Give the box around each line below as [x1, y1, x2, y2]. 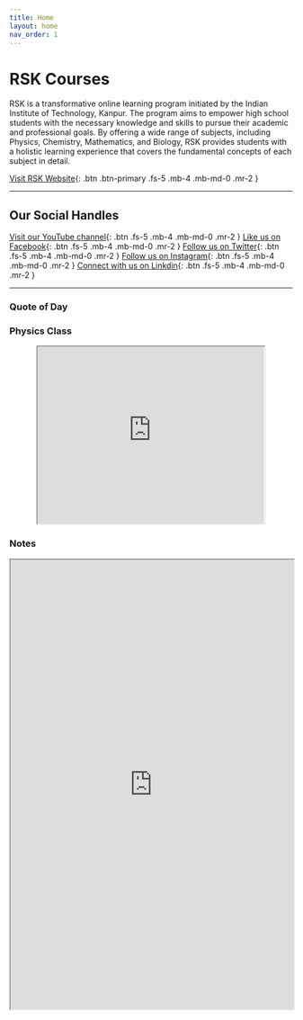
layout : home [9, 22, 58, 31]
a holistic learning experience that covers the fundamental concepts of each [9, 146, 292, 157]
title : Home [9, 13, 54, 22]
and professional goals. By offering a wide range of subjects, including [9, 127, 272, 138]
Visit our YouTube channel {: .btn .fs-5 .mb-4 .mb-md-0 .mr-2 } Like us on [9, 231, 281, 243]
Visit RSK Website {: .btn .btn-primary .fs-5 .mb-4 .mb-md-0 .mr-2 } [9, 173, 259, 184]
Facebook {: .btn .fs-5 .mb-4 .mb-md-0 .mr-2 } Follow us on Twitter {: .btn [9, 241, 280, 252]
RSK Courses [9, 68, 111, 89]
